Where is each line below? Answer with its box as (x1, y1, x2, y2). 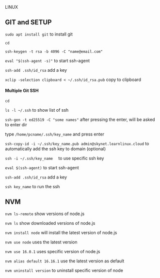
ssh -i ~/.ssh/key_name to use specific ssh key (5, 156, 104, 161)
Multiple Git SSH (5, 88, 39, 94)
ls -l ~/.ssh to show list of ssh (5, 107, 69, 113)
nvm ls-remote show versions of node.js (5, 211, 85, 217)
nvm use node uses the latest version (5, 239, 78, 245)
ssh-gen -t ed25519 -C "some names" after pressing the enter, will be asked (5, 117, 155, 122)
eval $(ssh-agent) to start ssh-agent (5, 165, 79, 171)
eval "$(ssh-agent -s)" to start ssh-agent (5, 58, 90, 63)
